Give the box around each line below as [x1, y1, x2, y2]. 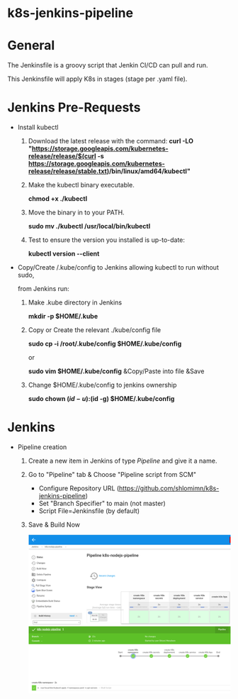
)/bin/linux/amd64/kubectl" [106, 167, 191, 175]
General [7, 38, 55, 54]
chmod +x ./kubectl [28, 194, 87, 203]
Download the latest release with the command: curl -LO [28, 137, 193, 145]
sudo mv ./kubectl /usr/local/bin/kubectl [28, 222, 151, 231]
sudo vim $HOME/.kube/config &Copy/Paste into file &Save [28, 367, 205, 375]
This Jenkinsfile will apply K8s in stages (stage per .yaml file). [7, 75, 188, 83]
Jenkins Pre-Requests [7, 99, 141, 116]
